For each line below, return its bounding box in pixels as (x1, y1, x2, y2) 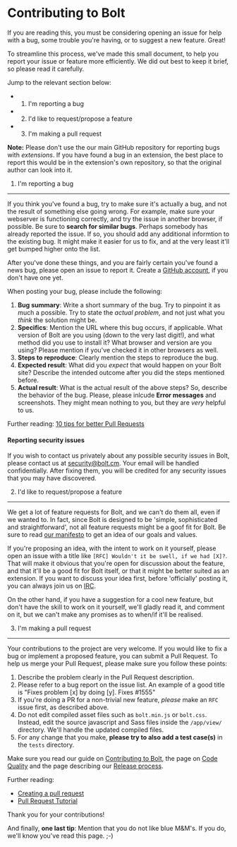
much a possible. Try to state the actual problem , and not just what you (17, 308, 225, 316)
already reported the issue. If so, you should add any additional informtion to (7, 230, 230, 238)
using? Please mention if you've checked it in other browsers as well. (17, 345, 219, 354)
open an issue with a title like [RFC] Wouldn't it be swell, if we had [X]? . (7, 552, 228, 560)
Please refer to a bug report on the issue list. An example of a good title (17, 680, 225, 689)
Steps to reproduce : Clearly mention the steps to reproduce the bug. (17, 353, 219, 362)
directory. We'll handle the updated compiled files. (17, 725, 164, 734)
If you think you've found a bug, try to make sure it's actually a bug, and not (7, 199, 227, 208)
